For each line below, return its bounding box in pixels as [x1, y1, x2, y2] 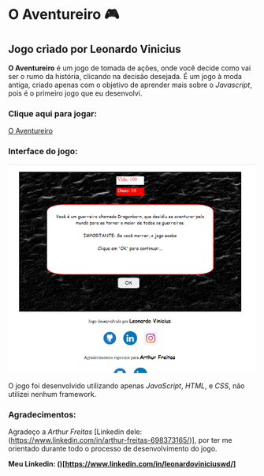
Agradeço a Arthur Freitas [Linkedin [8, 427, 125, 436]
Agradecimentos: [8, 409, 76, 420]
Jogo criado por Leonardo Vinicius [8, 42, 181, 55]
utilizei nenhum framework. [8, 389, 97, 399]
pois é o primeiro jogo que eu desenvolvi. [8, 89, 143, 98]
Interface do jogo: [8, 146, 78, 157]
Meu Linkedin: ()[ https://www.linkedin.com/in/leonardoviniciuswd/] [8, 459, 236, 468]
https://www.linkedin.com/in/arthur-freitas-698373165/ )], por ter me [10, 435, 232, 444]
